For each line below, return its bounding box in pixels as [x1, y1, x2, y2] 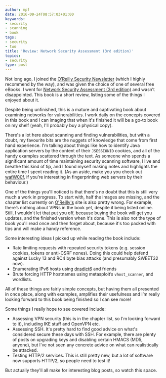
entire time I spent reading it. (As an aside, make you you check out [5, 169, 142, 175]
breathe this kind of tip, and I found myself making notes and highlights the [5, 164, 158, 170]
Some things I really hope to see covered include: [5, 306, 106, 312]
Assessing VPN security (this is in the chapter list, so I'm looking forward [12, 316, 161, 322]
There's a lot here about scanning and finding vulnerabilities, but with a [5, 132, 150, 138]
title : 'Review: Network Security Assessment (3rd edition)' [5, 48, 134, 53]
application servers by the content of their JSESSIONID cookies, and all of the [5, 148, 160, 154]
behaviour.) [5, 179, 29, 186]
